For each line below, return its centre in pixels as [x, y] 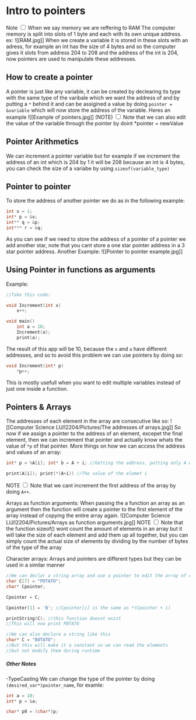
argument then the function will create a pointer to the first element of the [94, 509]
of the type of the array [34, 547]
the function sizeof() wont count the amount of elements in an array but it [94, 529]
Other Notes [21, 664]
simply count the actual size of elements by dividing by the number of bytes [97, 541]
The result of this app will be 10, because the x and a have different [87, 349]
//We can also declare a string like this [58, 634]
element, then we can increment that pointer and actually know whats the [94, 440]
